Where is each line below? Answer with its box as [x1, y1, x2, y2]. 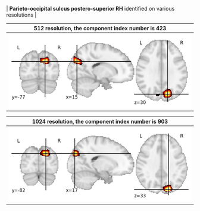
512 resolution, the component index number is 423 [33, 24, 167, 32]
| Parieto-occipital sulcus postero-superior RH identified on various [6, 5, 175, 12]
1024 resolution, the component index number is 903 [32, 118, 168, 125]
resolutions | [6, 11, 37, 18]
